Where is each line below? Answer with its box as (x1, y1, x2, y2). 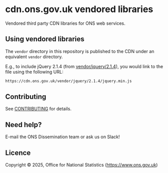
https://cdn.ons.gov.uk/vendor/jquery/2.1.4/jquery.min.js (5, 78, 132, 84)
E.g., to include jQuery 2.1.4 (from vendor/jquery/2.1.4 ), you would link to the (5, 63, 163, 69)
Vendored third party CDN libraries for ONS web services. (5, 20, 126, 26)
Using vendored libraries (5, 35, 85, 43)
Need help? (5, 120, 42, 129)
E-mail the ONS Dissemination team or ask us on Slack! (5, 134, 120, 140)
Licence (5, 148, 31, 157)
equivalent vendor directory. (5, 53, 63, 60)
